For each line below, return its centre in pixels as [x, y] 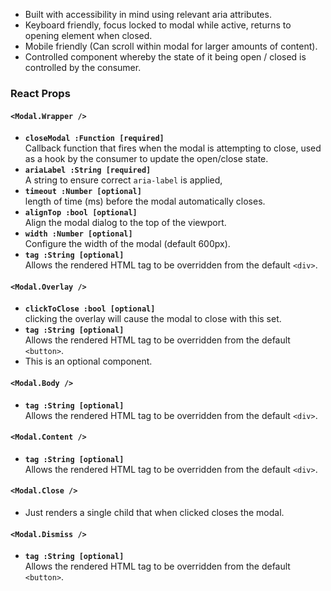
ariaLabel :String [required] [88, 170]
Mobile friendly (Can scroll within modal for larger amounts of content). [171, 46]
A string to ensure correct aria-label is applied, [123, 180]
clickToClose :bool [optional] [90, 309]
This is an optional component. [88, 361]
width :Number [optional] [78, 234]
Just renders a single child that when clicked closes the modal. [154, 512]
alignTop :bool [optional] [81, 213]
